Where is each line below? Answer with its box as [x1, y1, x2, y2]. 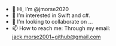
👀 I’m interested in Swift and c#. [11, 12, 91, 19]
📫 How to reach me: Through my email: [11, 25, 111, 32]
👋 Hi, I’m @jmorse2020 [11, 6, 69, 12]
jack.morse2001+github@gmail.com [11, 33, 101, 40]
